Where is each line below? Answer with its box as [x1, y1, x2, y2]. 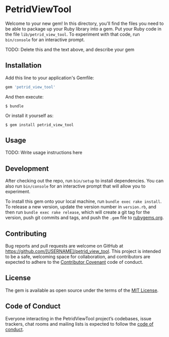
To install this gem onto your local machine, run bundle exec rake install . [5, 198, 162, 204]
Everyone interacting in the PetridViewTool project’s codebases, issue [5, 315, 152, 321]
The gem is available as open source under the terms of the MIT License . [5, 287, 159, 293]
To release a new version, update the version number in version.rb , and [5, 204, 157, 210]
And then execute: [5, 94, 44, 100]
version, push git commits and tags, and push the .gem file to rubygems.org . [5, 215, 164, 221]
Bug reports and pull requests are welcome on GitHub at [5, 243, 124, 249]
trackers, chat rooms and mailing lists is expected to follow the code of [5, 321, 154, 327]
